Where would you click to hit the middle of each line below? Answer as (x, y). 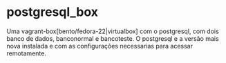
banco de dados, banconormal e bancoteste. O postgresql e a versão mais (113, 38)
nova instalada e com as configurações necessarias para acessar (100, 46)
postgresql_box (52, 12)
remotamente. (26, 53)
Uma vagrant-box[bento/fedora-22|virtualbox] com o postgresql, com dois (113, 31)
